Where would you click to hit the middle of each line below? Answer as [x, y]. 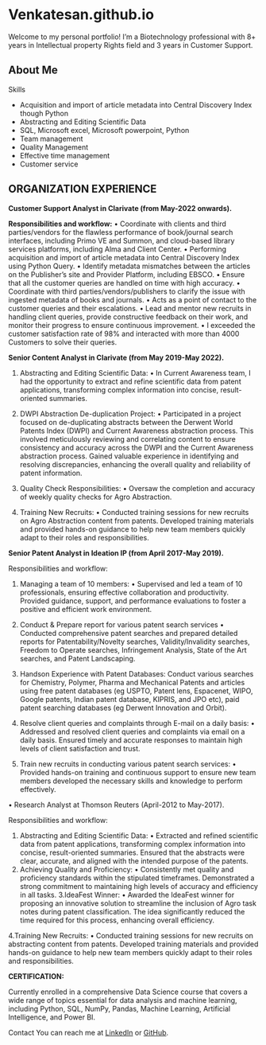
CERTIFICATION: [37, 976]
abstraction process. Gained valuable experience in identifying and [129, 456]
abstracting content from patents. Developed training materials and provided [133, 944]
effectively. [38, 789]
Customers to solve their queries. [63, 342]
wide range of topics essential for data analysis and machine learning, [123, 1000]
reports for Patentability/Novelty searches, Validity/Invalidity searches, [135, 641]
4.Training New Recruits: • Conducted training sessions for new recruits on [131, 935]
